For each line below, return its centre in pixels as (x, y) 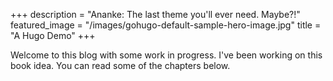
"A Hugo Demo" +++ (53, 35)
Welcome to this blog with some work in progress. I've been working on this (166, 55)
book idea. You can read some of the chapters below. (120, 65)
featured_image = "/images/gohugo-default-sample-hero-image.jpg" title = (166, 25)
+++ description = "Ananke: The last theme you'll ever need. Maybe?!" (155, 14)
